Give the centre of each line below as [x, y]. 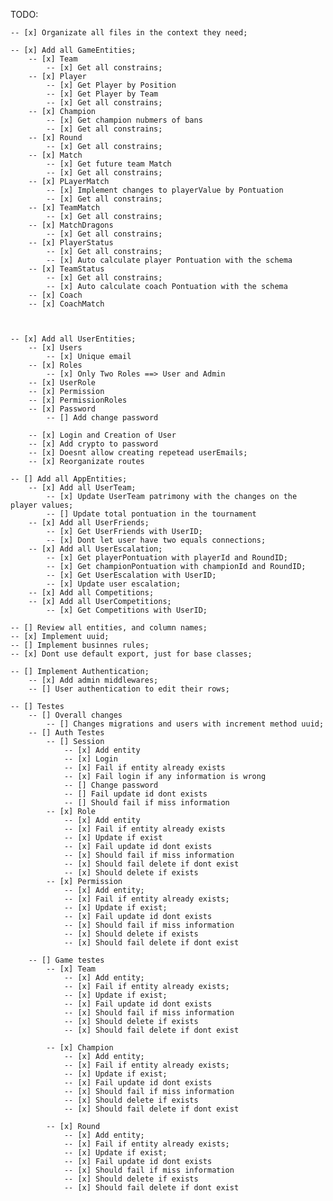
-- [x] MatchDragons [71, 225]
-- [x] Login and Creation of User [102, 435]
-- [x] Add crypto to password [93, 444]
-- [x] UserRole [62, 383]
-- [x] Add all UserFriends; [89, 523]
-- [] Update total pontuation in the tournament [151, 514]
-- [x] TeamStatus [66, 269]
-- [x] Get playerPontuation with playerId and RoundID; [167, 558]
